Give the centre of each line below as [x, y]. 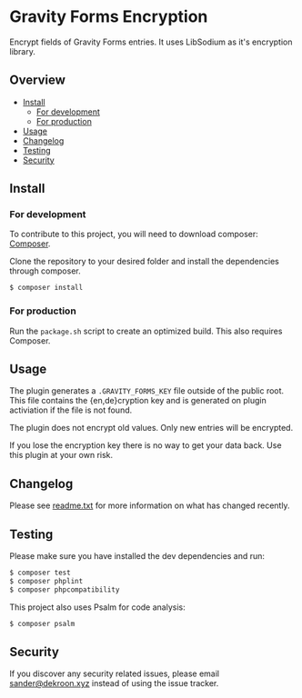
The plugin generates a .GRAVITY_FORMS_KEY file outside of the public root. [147, 391]
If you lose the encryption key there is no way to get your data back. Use [146, 445]
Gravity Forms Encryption [109, 17]
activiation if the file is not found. [71, 410]
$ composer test [40, 573]
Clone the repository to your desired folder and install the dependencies [144, 262]
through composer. [45, 271]
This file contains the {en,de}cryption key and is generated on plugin [138, 401]
